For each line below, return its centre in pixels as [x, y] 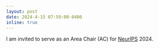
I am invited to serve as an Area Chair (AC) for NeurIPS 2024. [80, 39]
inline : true [22, 22]
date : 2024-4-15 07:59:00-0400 [44, 17]
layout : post [22, 11]
